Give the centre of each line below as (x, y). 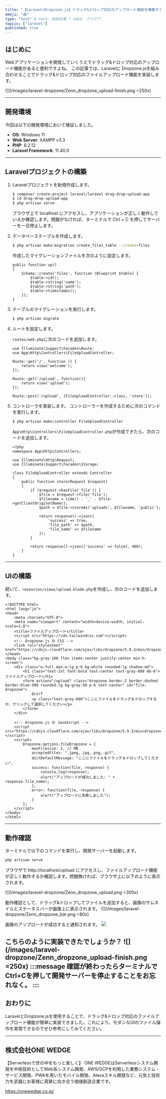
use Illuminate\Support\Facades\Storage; (55, 464)
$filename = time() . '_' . (68, 499)
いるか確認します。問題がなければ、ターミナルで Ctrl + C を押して (80, 219)
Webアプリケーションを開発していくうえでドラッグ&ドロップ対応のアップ (80, 62)
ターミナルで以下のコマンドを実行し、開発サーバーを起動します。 (72, 851)
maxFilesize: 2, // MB (55, 748)
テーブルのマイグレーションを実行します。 (55, 309)
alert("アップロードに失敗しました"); (75, 795)
